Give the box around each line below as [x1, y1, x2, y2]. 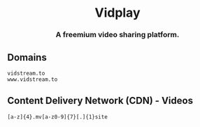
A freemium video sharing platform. [55, 30, 180, 40]
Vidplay [94, 5, 141, 21]
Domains [7, 51, 47, 63]
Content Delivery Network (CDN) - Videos [7, 95, 194, 107]
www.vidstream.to [7, 75, 58, 83]
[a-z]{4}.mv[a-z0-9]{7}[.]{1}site [7, 113, 108, 120]
